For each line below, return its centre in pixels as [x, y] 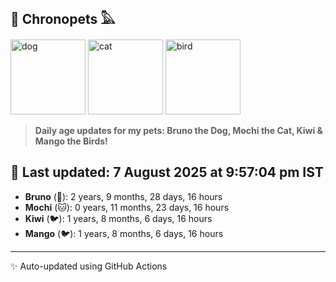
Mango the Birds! [71, 141]
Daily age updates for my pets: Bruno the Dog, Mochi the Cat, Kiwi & [179, 130]
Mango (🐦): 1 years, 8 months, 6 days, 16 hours [124, 233]
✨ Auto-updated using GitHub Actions [89, 266]
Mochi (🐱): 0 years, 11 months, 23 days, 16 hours [127, 207]
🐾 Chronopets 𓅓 [63, 19]
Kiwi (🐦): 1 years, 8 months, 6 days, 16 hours [118, 218]
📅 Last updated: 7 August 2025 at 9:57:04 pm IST [167, 172]
